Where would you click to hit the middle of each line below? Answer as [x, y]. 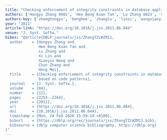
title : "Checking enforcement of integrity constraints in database [78, 10]
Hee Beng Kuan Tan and [62, 47]
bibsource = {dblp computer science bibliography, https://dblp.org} [83, 125]
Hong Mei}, [50, 70]
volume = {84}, [29, 88]
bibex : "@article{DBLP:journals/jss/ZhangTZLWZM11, [60, 38]
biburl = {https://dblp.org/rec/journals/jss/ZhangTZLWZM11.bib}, [83, 120]
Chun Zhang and [54, 65]
